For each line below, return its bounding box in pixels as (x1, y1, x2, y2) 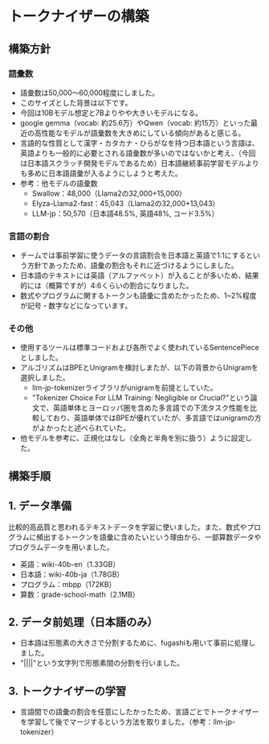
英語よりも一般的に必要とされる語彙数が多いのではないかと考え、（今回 (19, 148, 256, 158)
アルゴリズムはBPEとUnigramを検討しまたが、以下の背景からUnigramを (19, 363, 259, 373)
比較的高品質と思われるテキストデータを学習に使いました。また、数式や (8, 522, 247, 531)
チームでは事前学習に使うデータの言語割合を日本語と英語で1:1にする (19, 250, 247, 260)
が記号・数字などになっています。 (19, 301, 132, 311)
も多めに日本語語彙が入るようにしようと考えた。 (19, 168, 182, 178)
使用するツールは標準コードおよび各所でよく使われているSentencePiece (19, 343, 259, 353)
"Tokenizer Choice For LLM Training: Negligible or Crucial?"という (31, 393, 251, 403)
